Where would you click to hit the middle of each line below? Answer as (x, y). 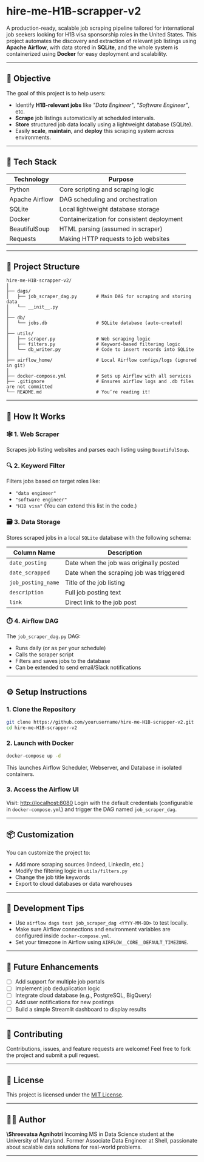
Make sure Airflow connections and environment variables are (93, 929)
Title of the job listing (95, 582)
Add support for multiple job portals (60, 982)
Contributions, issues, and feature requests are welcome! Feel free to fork (99, 1049)
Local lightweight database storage (109, 209)
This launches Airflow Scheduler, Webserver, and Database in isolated (94, 767)
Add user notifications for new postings (64, 1002)
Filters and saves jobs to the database (63, 661)
